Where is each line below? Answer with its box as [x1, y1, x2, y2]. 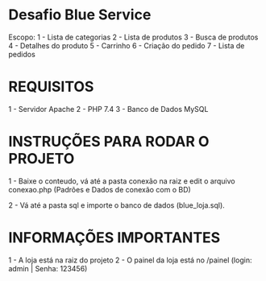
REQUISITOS [8, 78, 94, 96]
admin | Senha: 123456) [8, 263, 88, 273]
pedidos [8, 49, 36, 59]
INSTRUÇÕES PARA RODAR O [8, 133, 210, 151]
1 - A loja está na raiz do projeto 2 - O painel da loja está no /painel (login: [8, 255, 252, 265]
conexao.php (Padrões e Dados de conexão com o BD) [8, 184, 191, 194]
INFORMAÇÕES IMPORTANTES [8, 229, 221, 246]
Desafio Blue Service [8, 6, 152, 24]
